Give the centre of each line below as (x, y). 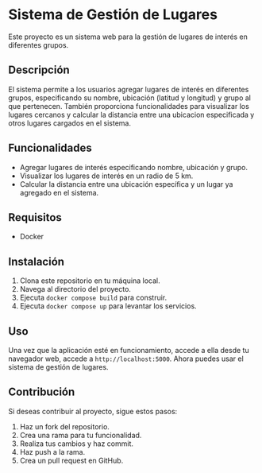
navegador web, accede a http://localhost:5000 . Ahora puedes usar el (126, 359)
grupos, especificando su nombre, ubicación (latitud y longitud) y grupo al (130, 98)
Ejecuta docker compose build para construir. (93, 298)
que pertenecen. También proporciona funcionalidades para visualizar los (129, 106)
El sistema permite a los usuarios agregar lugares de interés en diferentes (129, 89)
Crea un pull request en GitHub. (71, 460)
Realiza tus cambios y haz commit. (76, 444)
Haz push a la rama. (52, 452)
